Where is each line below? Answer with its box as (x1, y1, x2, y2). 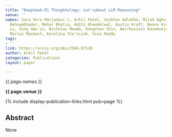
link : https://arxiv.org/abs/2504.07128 (5, 46, 93, 51)
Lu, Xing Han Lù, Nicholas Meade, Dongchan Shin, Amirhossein (10, 27, 145, 32)
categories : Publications (5, 55, 60, 61)
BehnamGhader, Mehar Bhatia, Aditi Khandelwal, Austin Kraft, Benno (10, 22, 159, 27)
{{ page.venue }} (5, 88, 42, 95)
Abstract (5, 113, 34, 122)
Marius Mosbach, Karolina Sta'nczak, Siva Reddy (10, 31, 116, 36)
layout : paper (5, 60, 36, 65)
